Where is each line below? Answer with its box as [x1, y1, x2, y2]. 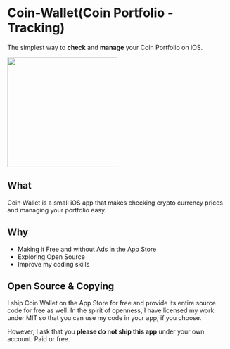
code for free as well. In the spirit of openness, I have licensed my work [7, 306, 215, 315]
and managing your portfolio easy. [7, 205, 107, 214]
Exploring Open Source [17, 252, 86, 261]
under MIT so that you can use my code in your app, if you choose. [7, 314, 202, 322]
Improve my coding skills [17, 260, 90, 268]
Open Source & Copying [7, 280, 115, 292]
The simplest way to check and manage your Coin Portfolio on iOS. [7, 43, 203, 51]
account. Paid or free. [7, 335, 70, 343]
